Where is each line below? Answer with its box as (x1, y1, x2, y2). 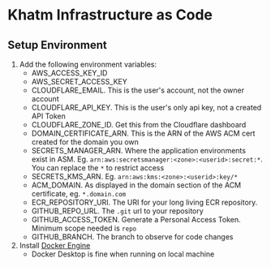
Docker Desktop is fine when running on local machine (31, 249, 215, 259)
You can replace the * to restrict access (31, 163, 165, 172)
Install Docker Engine (19, 241, 91, 250)
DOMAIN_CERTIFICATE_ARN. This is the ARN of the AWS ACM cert (31, 128, 256, 138)
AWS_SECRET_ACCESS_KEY (31, 77, 127, 86)
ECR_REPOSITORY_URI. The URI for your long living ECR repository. (31, 197, 258, 207)
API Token (31, 111, 67, 121)
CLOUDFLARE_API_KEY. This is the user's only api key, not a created (31, 103, 262, 112)
